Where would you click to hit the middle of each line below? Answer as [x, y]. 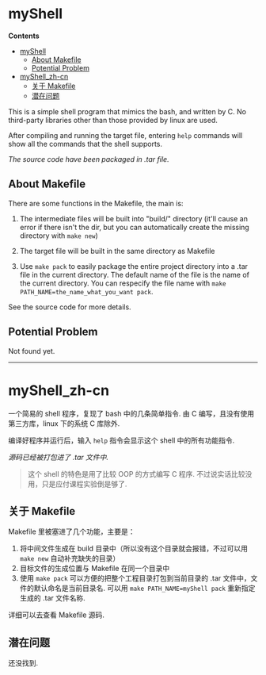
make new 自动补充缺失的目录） [70, 558]
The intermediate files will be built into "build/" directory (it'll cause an [133, 218]
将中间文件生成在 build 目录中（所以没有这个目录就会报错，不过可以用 [133, 549]
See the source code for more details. [70, 307]
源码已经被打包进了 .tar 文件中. [59, 457]
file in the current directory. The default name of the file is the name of [135, 274]
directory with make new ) [59, 236]
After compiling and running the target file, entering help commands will [125, 135]
